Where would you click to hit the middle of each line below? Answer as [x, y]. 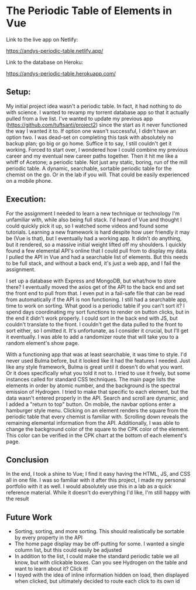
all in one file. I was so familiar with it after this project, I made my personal [96, 480]
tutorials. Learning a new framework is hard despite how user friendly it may [98, 232]
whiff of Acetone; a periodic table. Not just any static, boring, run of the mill [97, 162]
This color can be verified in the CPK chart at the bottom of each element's [97, 435]
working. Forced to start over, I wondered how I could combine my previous [97, 149]
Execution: [26, 199]
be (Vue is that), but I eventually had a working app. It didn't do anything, [94, 238]
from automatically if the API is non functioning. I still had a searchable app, [97, 299]
